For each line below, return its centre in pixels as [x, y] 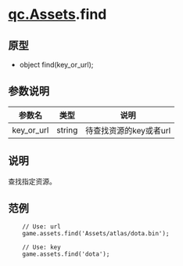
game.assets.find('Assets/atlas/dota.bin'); [96, 234]
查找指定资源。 [32, 181]
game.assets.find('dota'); [66, 254]
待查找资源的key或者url [128, 130]
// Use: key [41, 248]
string [67, 129]
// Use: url [41, 227]
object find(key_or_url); [56, 65]
